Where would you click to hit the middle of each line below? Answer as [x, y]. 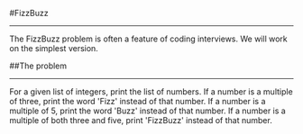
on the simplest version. [54, 48]
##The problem [38, 66]
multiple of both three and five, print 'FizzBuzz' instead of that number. [141, 120]
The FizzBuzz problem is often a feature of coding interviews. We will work [148, 39]
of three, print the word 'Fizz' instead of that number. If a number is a [138, 101]
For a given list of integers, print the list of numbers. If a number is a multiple [151, 92]
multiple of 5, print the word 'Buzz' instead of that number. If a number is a [147, 111]
